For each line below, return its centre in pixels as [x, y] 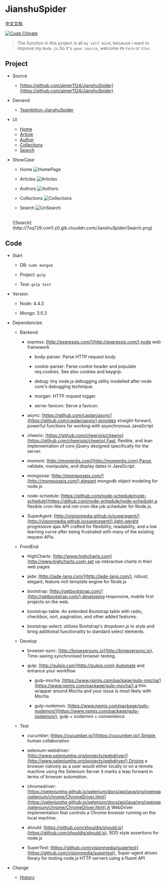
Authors [28, 188]
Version [20, 294]
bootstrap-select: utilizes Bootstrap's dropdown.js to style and [91, 626]
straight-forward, [135, 420]
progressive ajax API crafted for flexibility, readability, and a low [92, 526]
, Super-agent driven [136, 853]
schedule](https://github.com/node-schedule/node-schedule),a [92, 501]
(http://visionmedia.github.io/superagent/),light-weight [83, 521]
